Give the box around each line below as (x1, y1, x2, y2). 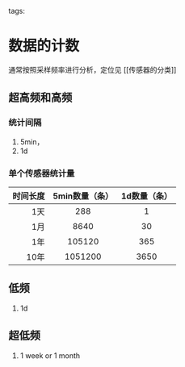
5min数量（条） (53, 190, 114, 202)
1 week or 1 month (19, 350, 81, 361)
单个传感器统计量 (8, 168, 75, 179)
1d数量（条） (120, 190, 172, 202)
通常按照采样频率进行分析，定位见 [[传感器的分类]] (8, 65, 177, 74)
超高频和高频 (8, 91, 73, 105)
